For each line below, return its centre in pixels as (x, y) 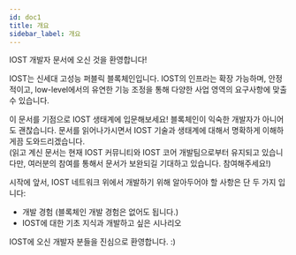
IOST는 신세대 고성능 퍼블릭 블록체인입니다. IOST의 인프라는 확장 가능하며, (138, 79)
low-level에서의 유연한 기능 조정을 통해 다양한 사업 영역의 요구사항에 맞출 (161, 90)
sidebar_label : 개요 (45, 34)
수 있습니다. (30, 101)
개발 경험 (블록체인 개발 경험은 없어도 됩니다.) (100, 212)
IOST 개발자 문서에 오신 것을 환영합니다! (78, 60)
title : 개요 (30, 26)
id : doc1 (25, 17)
